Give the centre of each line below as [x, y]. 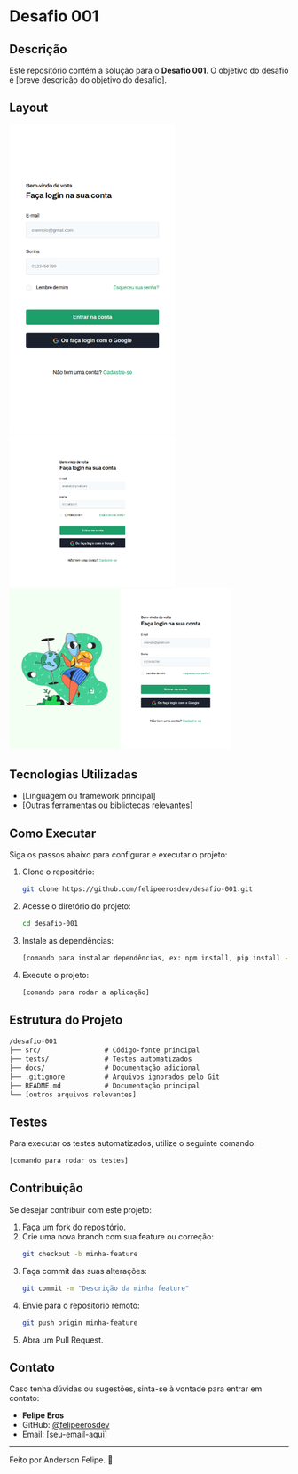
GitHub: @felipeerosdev [66, 1425]
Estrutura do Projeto [66, 1020]
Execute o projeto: [55, 975]
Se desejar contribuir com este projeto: [81, 1209]
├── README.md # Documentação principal [105, 1086]
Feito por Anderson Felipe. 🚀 [61, 1460]
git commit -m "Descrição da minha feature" [106, 1288]
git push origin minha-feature [80, 1323]
